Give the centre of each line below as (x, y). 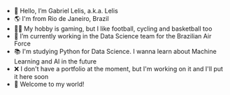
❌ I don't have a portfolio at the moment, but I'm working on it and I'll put (118, 69)
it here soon (31, 76)
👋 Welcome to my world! (49, 84)
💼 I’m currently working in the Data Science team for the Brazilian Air (113, 36)
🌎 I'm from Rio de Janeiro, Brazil (62, 19)
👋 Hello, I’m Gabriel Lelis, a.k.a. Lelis (66, 11)
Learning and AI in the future (55, 61)
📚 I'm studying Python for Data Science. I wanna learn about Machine (115, 51)
